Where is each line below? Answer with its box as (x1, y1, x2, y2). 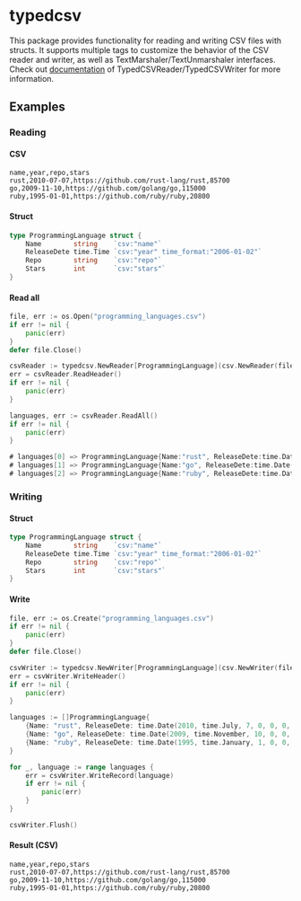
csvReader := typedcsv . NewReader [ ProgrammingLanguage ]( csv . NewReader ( (9, 361, 279, 371)
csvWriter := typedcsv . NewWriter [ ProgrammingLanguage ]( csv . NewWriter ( (9, 663, 279, 672)
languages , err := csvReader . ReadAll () (9, 411, 159, 420)
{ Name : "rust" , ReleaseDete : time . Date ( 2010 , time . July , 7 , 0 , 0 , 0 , (25, 721, 291, 730)
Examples (9, 100, 65, 115)
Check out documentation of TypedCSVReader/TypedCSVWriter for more (9, 64, 281, 75)
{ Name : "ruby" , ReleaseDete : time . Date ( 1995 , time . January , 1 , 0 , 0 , (25, 738, 291, 746)
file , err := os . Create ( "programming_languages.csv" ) (9, 614, 215, 623)
